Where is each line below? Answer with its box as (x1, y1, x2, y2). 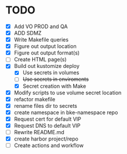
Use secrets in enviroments (22, 76, 89, 83)
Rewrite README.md (13, 128, 65, 135)
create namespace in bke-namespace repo (13, 109, 118, 116)
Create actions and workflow (13, 142, 84, 149)
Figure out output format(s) (13, 49, 80, 56)
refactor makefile (13, 95, 56, 102)
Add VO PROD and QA (13, 23, 68, 30)
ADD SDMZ (13, 30, 42, 36)
